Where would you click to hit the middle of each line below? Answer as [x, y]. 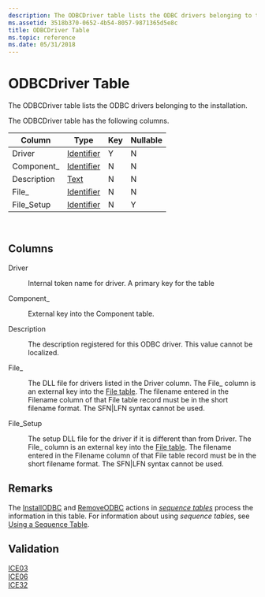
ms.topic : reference [42, 37]
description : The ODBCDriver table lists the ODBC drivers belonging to [130, 15]
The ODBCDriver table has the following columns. [89, 121]
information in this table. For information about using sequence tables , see [129, 516]
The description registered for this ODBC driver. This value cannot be [140, 344]
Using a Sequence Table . [49, 524]
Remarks [31, 489]
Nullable [147, 140]
